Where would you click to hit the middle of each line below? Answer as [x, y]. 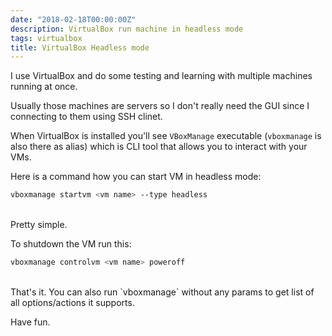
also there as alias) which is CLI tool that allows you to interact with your [159, 147]
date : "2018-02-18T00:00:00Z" [73, 19]
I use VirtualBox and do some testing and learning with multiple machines [161, 76]
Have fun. [30, 322]
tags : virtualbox [46, 38]
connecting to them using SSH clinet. [86, 117]
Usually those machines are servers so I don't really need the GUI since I [160, 106]
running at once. [44, 87]
